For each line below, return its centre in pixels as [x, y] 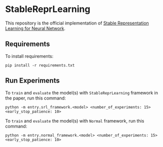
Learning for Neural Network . [35, 28]
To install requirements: [29, 56]
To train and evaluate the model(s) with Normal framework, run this [75, 120]
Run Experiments [32, 81]
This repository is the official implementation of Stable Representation [77, 23]
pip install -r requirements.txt [40, 65]
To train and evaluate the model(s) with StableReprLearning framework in [82, 92]
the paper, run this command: [35, 98]
